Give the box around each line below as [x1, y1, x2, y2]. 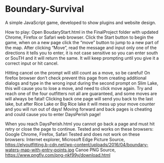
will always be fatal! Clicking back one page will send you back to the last [5, 95, 153, 101]
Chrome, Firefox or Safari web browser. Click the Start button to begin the [5, 34, 154, 40]
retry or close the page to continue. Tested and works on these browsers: [5, 126, 154, 132]
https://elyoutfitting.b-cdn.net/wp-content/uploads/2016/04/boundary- [5, 141, 148, 147]
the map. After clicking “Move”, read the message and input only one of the [5, 45, 157, 50]
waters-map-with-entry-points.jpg [5, 147, 74, 153]
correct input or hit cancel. [5, 60, 59, 66]
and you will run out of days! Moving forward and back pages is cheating [5, 106, 153, 112]
